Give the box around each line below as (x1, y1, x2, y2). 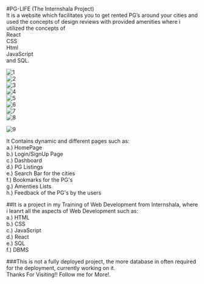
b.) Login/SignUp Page (6, 150, 63, 158)
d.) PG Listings (6, 164, 43, 170)
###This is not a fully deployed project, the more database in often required (6, 258, 197, 265)
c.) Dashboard (6, 157, 43, 164)
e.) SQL (6, 240, 26, 247)
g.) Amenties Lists (6, 182, 52, 190)
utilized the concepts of (6, 24, 66, 32)
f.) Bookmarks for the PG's (6, 176, 73, 183)
